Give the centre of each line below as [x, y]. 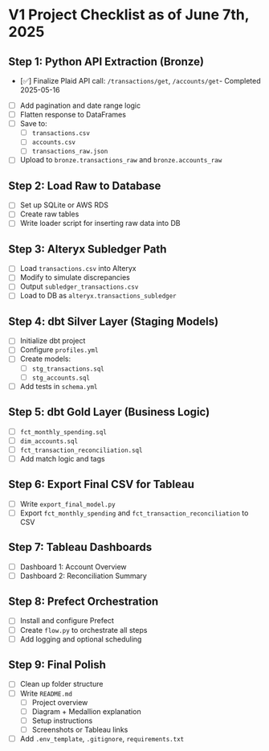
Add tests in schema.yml [59, 386]
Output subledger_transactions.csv [79, 286]
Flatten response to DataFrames [73, 115]
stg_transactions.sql [68, 369]
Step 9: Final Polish [57, 665]
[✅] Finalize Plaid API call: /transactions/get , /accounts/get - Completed [140, 81]
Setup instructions [62, 720]
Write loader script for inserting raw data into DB [100, 224]
